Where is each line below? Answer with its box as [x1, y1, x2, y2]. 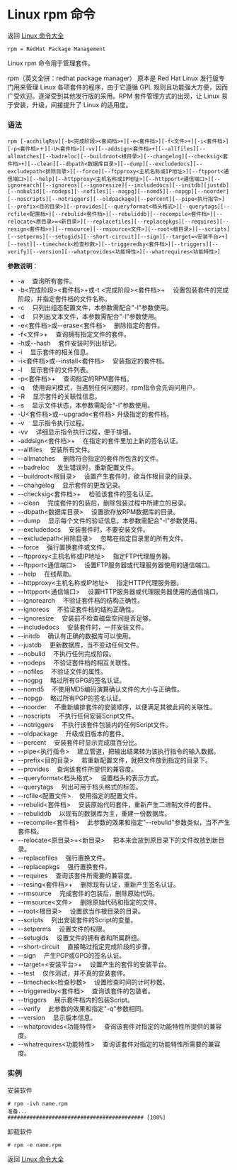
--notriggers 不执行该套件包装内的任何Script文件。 [17, 721, 172, 729]
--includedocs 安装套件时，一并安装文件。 [17, 623, 149, 632]
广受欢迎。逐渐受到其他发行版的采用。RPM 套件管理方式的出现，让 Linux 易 [7, 92, 228, 100]
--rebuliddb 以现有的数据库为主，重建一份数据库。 [17, 809, 171, 818]
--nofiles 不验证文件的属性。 [17, 667, 108, 676]
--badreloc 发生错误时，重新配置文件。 [17, 463, 138, 472]
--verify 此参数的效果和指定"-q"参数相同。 [17, 1005, 148, 1013]
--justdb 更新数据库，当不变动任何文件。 [17, 640, 143, 650]
